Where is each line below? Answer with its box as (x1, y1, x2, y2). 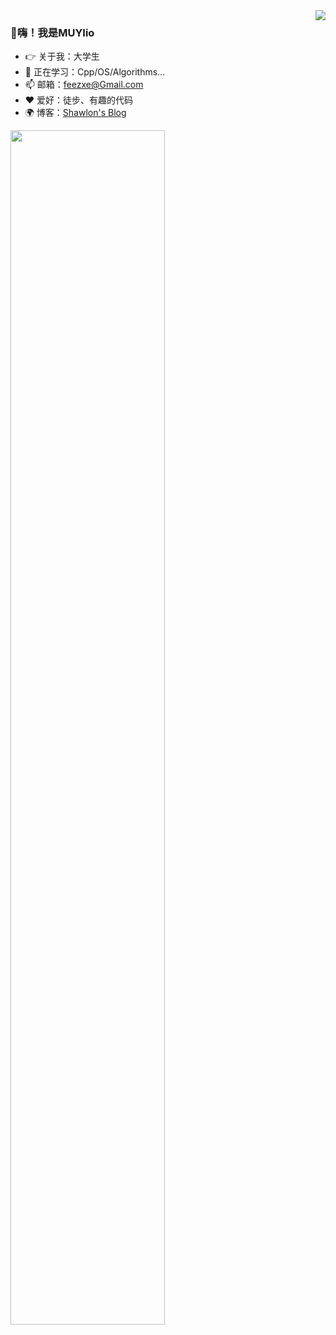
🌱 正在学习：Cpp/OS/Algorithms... (24, 66, 166, 78)
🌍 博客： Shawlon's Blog (24, 107, 127, 119)
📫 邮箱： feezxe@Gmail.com (24, 79, 144, 91)
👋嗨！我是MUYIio (10, 25, 95, 39)
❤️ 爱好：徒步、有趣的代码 (24, 94, 134, 106)
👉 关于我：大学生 (24, 50, 100, 63)
